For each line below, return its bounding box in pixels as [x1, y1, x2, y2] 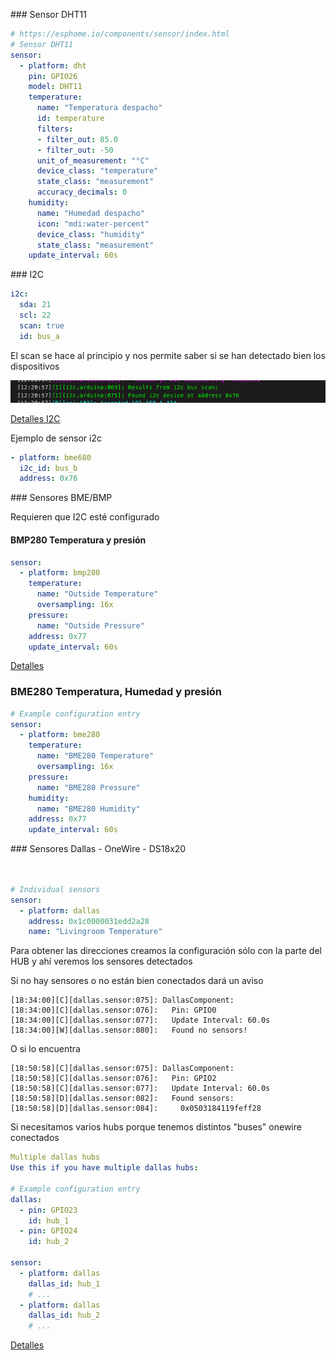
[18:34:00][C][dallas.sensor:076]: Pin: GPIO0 [10, 1005, 217, 1016]
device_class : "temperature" [36, 166, 159, 176]
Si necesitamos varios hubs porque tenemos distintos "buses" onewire [10, 1121, 302, 1133]
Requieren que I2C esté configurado [10, 511, 160, 523]
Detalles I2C [10, 412, 61, 424]
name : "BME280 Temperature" [36, 751, 155, 761]
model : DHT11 [28, 82, 83, 92]
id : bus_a [19, 331, 60, 341]
